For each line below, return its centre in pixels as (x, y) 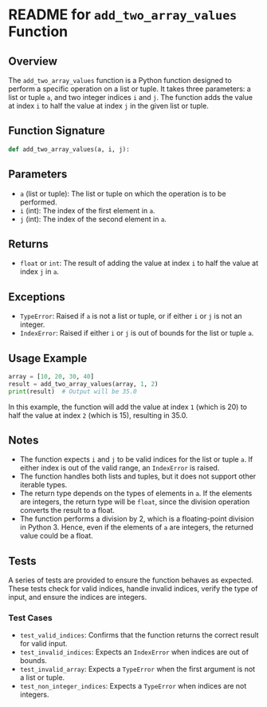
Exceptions (37, 297)
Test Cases (31, 618)
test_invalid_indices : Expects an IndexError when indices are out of (134, 652)
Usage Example (48, 358)
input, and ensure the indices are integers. (78, 598)
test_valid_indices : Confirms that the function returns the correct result (139, 635)
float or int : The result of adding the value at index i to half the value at (139, 263)
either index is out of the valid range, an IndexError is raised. (120, 468)
